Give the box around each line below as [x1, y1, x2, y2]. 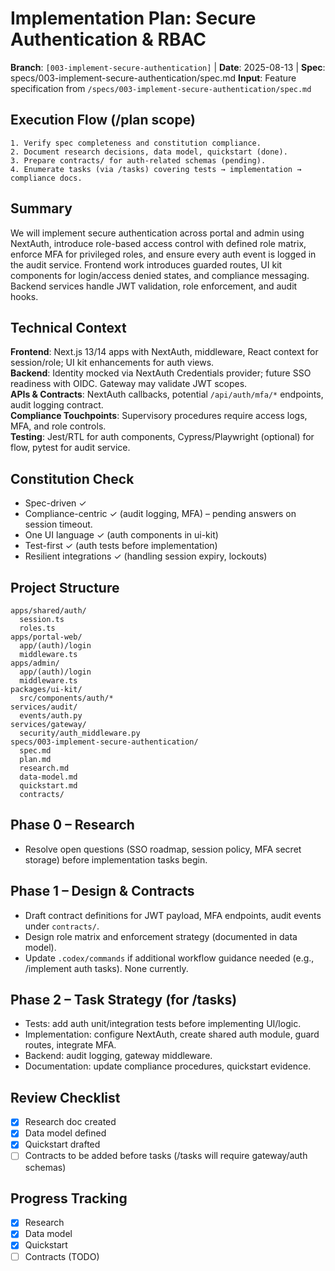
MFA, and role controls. [10, 420, 107, 432]
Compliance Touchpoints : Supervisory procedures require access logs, [10, 410, 308, 422]
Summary [10, 200, 73, 217]
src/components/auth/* [19, 693, 114, 703]
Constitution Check [10, 470, 135, 487]
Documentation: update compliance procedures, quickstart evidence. [24, 1060, 312, 1072]
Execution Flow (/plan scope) [10, 112, 196, 129]
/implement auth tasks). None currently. [24, 962, 189, 974]
